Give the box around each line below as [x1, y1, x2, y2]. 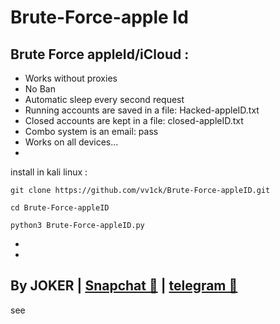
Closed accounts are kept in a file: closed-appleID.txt [24, 115, 244, 126]
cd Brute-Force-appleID [10, 203, 110, 213]
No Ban [24, 83, 56, 95]
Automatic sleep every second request [24, 94, 185, 105]
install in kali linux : [10, 166, 88, 178]
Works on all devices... [24, 136, 119, 148]
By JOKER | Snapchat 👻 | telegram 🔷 [10, 277, 238, 295]
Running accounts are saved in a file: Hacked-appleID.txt [24, 104, 260, 116]
